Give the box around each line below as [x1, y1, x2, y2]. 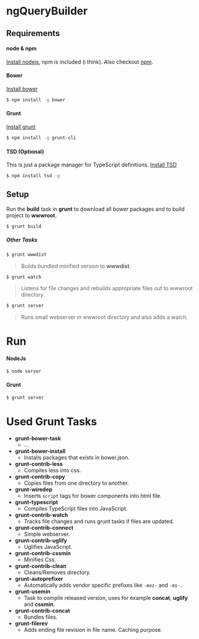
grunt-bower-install [14, 447, 66, 455]
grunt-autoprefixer [14, 575, 64, 582]
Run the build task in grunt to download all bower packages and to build [6, 205, 185, 213]
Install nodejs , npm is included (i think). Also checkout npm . [6, 58, 153, 65]
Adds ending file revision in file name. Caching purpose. [23, 626, 163, 633]
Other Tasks [6, 236, 38, 244]
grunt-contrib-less [14, 460, 63, 467]
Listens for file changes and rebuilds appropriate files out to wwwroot [20, 285, 193, 292]
